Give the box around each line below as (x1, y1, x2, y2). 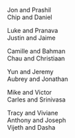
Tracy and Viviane (7, 109, 58, 117)
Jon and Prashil (7, 6, 52, 14)
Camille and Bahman (7, 47, 65, 55)
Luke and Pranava (7, 27, 58, 34)
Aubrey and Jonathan (7, 75, 69, 83)
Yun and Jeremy (7, 68, 54, 76)
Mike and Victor (7, 89, 52, 96)
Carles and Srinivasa (7, 95, 66, 104)
